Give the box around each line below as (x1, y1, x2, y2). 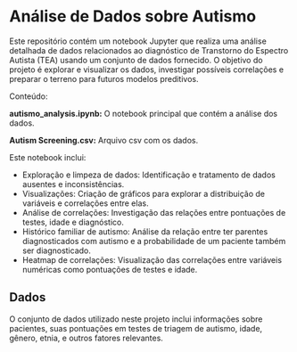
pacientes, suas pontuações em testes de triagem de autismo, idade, (9, 323, 263, 333)
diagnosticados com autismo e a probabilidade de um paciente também (21, 235, 286, 246)
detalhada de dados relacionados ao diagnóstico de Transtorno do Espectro (9, 45, 289, 55)
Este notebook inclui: (9, 151, 87, 162)
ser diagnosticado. (21, 245, 91, 256)
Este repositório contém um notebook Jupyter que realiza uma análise (9, 36, 268, 46)
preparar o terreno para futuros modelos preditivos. (9, 73, 199, 84)
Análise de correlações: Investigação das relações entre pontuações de (21, 207, 286, 217)
